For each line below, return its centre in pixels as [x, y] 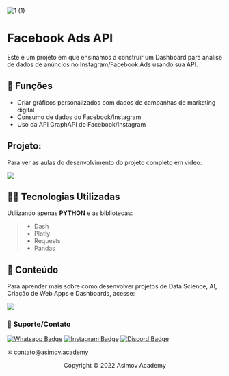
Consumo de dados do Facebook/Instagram [79, 117]
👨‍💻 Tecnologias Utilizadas [64, 196]
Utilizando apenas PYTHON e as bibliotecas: [70, 213]
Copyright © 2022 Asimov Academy [115, 366]
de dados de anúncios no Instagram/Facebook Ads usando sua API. [103, 64]
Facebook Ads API [60, 38]
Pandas [45, 248]
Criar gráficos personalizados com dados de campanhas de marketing [116, 102]
